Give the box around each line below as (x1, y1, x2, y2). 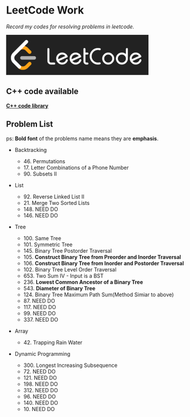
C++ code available (6, 87, 79, 97)
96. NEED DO (23, 393, 56, 400)
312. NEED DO (23, 386, 58, 393)
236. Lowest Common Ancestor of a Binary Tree (23, 278, 143, 286)
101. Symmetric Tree (23, 241, 73, 248)
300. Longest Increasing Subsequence (23, 362, 118, 369)
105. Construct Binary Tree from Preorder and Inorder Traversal (23, 253, 181, 260)
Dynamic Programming (14, 350, 71, 357)
